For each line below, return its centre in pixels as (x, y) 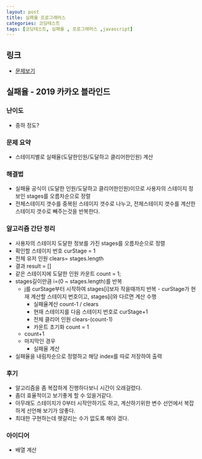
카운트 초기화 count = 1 (61, 327)
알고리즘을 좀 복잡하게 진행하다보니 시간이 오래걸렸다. (78, 388)
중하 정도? (27, 125)
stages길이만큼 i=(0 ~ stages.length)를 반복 (69, 281)
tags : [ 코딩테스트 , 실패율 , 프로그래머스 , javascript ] (70, 29)
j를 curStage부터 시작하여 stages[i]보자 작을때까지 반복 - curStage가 (107, 289)
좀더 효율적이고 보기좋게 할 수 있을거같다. (64, 395)
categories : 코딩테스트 (33, 23)
